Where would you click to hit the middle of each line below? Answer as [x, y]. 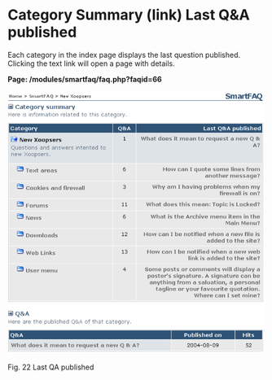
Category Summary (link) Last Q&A [129, 15]
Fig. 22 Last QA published [51, 367]
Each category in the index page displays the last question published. [124, 55]
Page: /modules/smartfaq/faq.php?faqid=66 [85, 79]
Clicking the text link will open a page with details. [92, 63]
